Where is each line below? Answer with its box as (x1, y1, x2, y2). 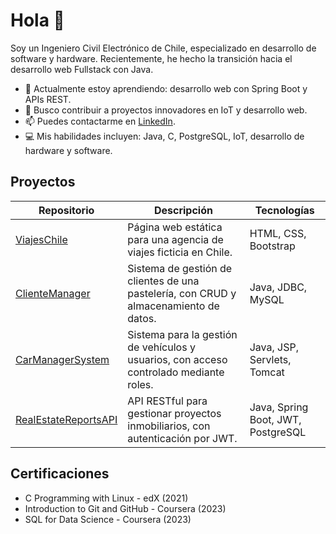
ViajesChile (15, 232, 68, 246)
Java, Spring (249, 400, 309, 414)
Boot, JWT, (249, 412, 302, 426)
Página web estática (127, 220, 223, 234)
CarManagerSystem (15, 352, 110, 366)
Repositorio (38, 203, 95, 217)
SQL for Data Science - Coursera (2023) (24, 513, 192, 525)
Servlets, (249, 352, 292, 366)
